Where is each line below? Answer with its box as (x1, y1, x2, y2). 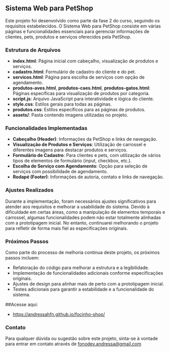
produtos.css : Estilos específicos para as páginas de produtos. (12, 107, 146, 113)
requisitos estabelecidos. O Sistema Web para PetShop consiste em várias (5, 23, 161, 29)
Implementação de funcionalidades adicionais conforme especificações (12, 270, 163, 276)
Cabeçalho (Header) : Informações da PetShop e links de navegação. (12, 136, 158, 142)
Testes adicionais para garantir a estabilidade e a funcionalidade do (12, 286, 154, 292)
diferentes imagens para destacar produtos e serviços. (12, 147, 128, 153)
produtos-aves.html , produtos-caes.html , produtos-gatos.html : (12, 85, 151, 91)
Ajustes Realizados (5, 186, 54, 194)
